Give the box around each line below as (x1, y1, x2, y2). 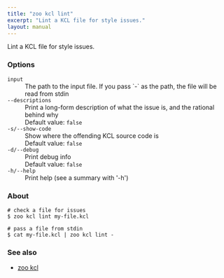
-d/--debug (7, 146, 39, 153)
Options (7, 60, 35, 70)
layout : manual (7, 23, 52, 30)
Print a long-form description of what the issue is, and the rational (24, 103, 215, 111)
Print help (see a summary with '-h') (24, 173, 129, 182)
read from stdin (24, 89, 69, 98)
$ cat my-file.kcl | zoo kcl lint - (7, 231, 114, 238)
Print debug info (24, 152, 71, 161)
